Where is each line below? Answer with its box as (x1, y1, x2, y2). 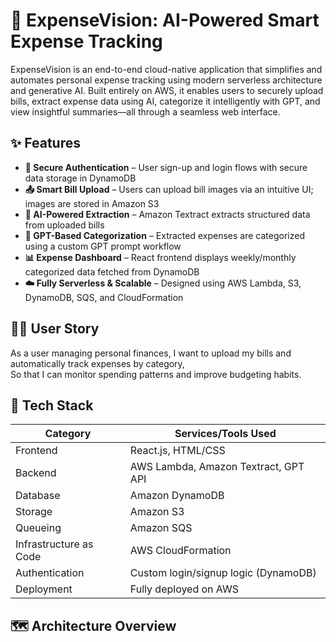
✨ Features (10, 135, 81, 152)
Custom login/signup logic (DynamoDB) (129, 566, 317, 580)
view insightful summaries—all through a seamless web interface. (10, 105, 281, 118)
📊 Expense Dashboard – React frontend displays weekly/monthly (24, 251, 297, 263)
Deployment (15, 582, 73, 596)
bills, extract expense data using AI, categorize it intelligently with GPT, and (10, 95, 321, 107)
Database (15, 489, 61, 503)
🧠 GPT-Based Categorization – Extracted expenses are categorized (24, 229, 305, 241)
